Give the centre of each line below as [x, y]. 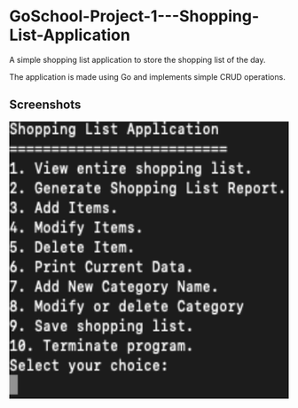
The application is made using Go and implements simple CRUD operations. [147, 76]
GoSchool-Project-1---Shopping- [134, 16]
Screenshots [45, 105]
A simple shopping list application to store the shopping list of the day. [137, 59]
